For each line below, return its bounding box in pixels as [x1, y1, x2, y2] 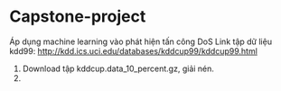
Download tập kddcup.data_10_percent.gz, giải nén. [22, 63, 215, 74]
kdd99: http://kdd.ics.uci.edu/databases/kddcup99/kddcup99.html [9, 45, 258, 56]
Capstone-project [9, 6, 146, 27]
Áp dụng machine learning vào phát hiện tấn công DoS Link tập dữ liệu [9, 36, 273, 47]
